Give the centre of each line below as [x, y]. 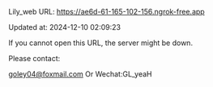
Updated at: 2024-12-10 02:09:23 [65, 27]
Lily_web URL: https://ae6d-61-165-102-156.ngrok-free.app [106, 12]
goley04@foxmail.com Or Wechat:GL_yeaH [80, 74]
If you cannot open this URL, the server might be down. [100, 43]
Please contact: [34, 58]
